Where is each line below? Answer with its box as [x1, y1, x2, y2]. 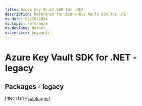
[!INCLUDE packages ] [5, 96, 50, 101]
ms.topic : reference [5, 21, 48, 26]
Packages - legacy [5, 82, 64, 91]
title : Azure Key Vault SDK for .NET [5, 7, 84, 12]
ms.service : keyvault [5, 30, 50, 35]
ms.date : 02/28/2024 [5, 16, 48, 21]
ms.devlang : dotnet [5, 26, 46, 31]
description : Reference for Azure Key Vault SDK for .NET [5, 12, 128, 17]
